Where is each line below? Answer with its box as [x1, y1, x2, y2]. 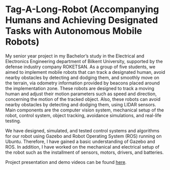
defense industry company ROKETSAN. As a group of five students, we [5, 64, 156, 70]
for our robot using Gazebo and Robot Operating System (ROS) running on [5, 133, 162, 139]
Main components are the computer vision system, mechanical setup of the [5, 107, 164, 113]
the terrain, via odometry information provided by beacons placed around [5, 80, 160, 86]
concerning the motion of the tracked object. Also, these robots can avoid [5, 96, 161, 102]
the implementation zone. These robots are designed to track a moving [5, 85, 155, 91]
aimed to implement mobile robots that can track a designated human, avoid [5, 69, 165, 75]
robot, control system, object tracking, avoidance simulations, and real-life [5, 112, 162, 118]
